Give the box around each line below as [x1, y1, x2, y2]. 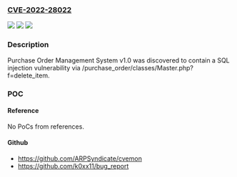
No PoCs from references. [7, 122, 84, 131]
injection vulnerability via [7, 63, 81, 72]
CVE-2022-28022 [7, 5, 72, 15]
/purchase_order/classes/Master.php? [81, 63, 194, 72]
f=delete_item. [7, 71, 50, 80]
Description [7, 40, 49, 50]
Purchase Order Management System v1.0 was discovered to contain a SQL [7, 55, 230, 65]
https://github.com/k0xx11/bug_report [17, 161, 129, 170]
